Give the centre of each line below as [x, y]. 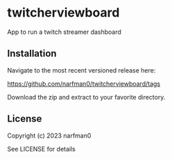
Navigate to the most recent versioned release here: [81, 70]
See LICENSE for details [42, 149]
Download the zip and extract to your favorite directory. [86, 97]
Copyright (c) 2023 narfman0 [49, 135]
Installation [32, 54]
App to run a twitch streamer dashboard [64, 32]
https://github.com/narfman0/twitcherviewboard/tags [84, 84]
